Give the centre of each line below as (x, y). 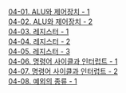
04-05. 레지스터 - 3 (39, 51)
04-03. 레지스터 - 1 (39, 31)
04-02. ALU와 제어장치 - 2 (51, 21)
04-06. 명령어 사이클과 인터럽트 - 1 (63, 61)
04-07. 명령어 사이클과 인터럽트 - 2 (63, 71)
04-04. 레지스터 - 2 (39, 41)
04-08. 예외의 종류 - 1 (43, 81)
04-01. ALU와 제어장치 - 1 (49, 12)
